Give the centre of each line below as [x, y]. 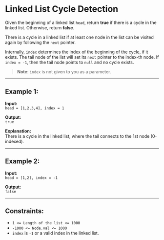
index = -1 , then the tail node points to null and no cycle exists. [70, 62]
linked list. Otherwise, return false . [40, 27]
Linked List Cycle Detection [62, 9]
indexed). [15, 141]
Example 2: [22, 162]
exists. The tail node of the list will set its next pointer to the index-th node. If [82, 57]
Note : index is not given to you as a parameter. [64, 71]
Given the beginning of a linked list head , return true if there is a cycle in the [81, 22]
